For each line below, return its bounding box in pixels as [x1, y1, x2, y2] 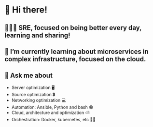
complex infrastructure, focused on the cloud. [4, 55, 146, 63]
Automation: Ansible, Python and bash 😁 [11, 104, 94, 110]
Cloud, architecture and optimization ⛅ [11, 110, 90, 115]
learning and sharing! [4, 31, 70, 39]
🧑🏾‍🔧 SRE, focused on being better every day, [4, 24, 142, 32]
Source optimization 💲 [11, 91, 56, 97]
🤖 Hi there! [4, 4, 48, 15]
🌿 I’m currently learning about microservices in [4, 47, 149, 56]
